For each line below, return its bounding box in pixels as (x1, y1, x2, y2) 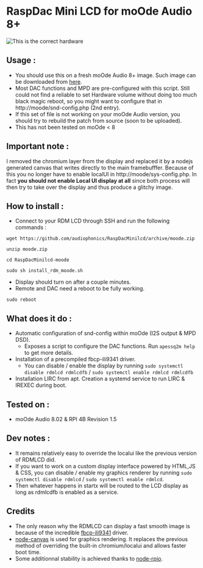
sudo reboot (6, 297, 37, 303)
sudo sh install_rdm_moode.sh (6, 268, 84, 274)
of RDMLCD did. (15, 456, 56, 463)
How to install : (6, 201, 64, 212)
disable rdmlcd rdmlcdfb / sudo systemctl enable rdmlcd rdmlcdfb (24, 369, 194, 376)
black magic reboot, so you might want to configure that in (15, 97, 163, 105)
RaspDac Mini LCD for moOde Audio (6, 4, 193, 18)
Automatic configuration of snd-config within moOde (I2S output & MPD (15, 330, 196, 337)
